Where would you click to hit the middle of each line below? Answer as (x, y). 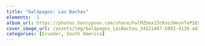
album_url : (20, 23)
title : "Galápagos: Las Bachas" (47, 12)
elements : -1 (23, 17)
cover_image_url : (28, 28)
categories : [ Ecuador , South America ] (56, 34)
